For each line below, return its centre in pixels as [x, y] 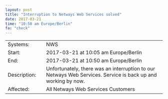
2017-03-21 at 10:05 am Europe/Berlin [94, 53]
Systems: [18, 44]
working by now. [65, 81]
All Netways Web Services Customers [90, 89]
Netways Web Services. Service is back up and [101, 75]
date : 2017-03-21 [23, 19]
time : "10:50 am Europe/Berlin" [39, 24]
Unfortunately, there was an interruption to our [100, 69]
